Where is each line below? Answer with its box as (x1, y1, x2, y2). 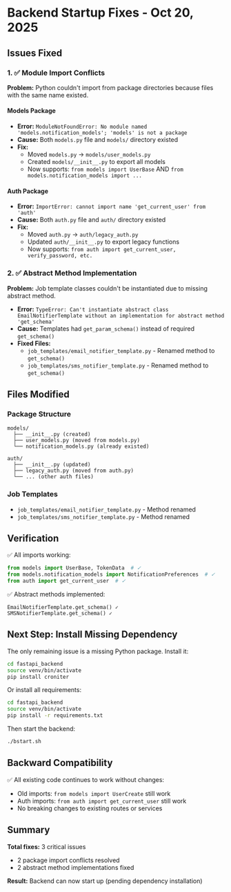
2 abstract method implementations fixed (17, 863, 134, 871)
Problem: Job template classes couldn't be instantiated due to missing (7, 284, 208, 292)
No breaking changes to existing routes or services (17, 804, 163, 812)
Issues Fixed (7, 47, 63, 59)
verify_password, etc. (27, 253, 93, 260)
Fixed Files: (17, 339, 51, 347)
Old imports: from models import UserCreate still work (17, 789, 171, 797)
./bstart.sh (7, 738, 41, 745)
